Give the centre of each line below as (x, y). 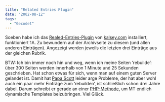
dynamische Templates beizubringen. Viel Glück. (55, 94)
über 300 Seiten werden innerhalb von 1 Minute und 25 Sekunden (72, 68)
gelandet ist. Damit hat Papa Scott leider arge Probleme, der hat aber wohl (81, 78)
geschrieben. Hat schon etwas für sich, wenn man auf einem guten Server (81, 73)
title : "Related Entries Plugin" (40, 10)
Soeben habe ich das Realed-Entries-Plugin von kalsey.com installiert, (77, 37)
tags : (11, 19)
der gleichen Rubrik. (26, 53)
